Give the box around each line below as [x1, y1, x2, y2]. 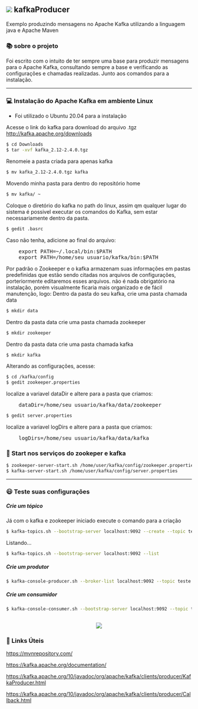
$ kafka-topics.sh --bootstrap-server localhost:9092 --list [6, 550, 160, 557]
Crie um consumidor [6, 591, 58, 598]
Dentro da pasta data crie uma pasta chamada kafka [6, 341, 134, 348]
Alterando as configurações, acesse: [6, 362, 95, 370]
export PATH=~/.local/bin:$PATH [18, 248, 112, 254]
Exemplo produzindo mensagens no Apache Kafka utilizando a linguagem [6, 20, 186, 27]
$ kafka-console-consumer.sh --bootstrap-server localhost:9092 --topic [6, 606, 189, 612]
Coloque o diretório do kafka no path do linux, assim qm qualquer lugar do [6, 202, 187, 209]
